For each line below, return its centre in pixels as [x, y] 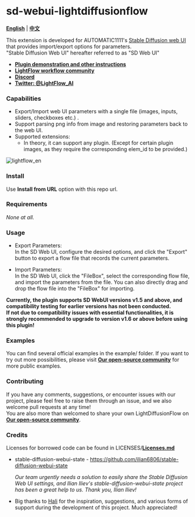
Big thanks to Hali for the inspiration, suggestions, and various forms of [101, 501]
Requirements [27, 205]
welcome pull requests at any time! [48, 407]
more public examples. [34, 366]
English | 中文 [23, 28]
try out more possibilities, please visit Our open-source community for [93, 360]
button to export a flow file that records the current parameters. [92, 258]
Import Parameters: [38, 270]
